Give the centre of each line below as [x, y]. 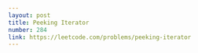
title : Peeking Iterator [49, 23]
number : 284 [27, 30]
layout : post [29, 15]
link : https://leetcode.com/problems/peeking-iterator [100, 37]
